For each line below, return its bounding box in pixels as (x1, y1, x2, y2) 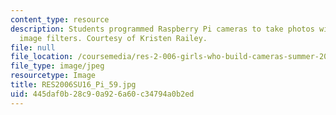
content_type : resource (10, 14, 110, 25)
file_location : (10, 52, 74, 62)
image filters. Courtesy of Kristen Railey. (19, 33, 208, 43)
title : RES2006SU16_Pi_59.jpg (10, 80, 137, 90)
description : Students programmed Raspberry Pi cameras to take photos (10, 24, 315, 34)
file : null (10, 42, 56, 53)
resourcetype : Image (10, 71, 97, 81)
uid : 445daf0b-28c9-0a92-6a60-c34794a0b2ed (10, 89, 195, 99)
